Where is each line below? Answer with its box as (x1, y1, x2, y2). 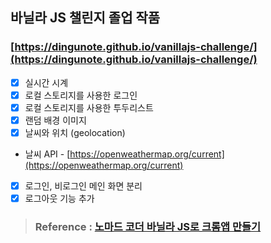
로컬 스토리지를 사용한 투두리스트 (24, 101, 154, 113)
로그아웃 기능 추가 (24, 193, 95, 205)
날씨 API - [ (24, 148, 71, 160)
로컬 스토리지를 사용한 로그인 (24, 89, 138, 101)
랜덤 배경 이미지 (24, 114, 87, 126)
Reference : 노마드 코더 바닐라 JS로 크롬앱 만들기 (34, 220, 262, 234)
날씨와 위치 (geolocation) (24, 126, 126, 138)
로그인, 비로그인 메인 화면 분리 (24, 180, 143, 192)
